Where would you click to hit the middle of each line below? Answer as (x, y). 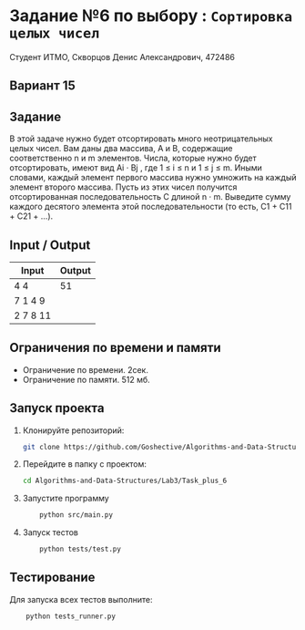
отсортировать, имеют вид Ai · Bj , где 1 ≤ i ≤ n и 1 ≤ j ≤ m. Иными (136, 168)
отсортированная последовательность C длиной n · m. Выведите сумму (150, 197)
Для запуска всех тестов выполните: (81, 599)
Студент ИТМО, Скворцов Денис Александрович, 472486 (122, 57)
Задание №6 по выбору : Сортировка (151, 16)
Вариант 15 (42, 86)
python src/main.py (76, 515)
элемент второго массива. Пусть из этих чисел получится (123, 187)
